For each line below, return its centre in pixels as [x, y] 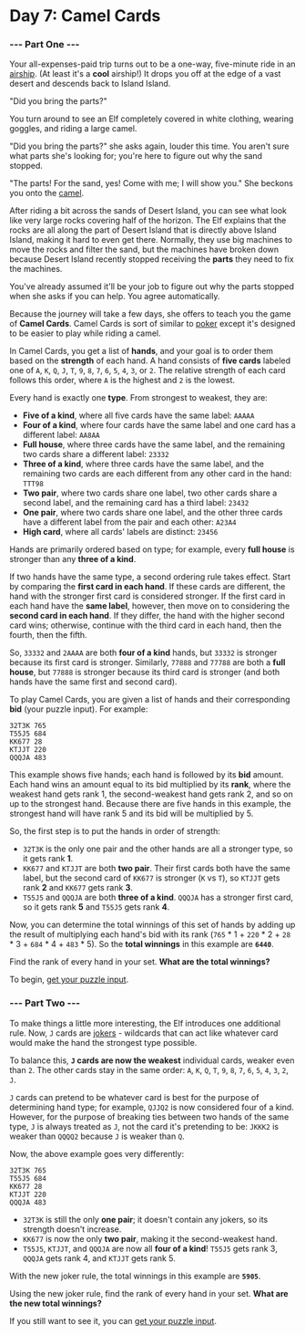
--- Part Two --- [45, 1003]
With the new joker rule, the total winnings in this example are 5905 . [135, 1276]
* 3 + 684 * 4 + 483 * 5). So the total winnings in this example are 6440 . [142, 944]
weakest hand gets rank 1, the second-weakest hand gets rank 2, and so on [151, 794]
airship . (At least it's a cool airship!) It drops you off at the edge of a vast [145, 74]
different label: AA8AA [61, 435]
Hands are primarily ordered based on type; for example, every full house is [152, 549]
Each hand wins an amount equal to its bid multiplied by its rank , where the [150, 785]
